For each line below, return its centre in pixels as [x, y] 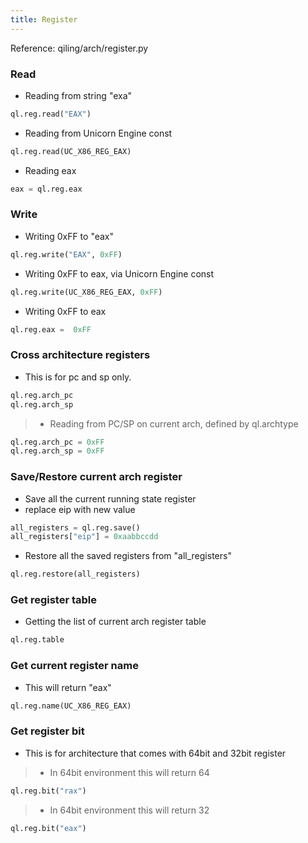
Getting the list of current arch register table [115, 622]
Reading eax [50, 170]
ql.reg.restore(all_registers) [75, 574]
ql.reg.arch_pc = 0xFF [57, 442]
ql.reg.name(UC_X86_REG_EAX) [71, 706]
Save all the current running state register [110, 498]
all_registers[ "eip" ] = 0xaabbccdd [84, 537]
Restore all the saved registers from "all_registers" [128, 556]
